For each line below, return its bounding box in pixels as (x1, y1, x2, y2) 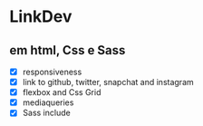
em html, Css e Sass (9, 43, 126, 58)
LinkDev (9, 6, 72, 27)
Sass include (22, 107, 71, 119)
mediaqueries (22, 97, 74, 108)
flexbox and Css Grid (22, 87, 101, 98)
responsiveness (22, 66, 82, 77)
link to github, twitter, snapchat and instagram (22, 77, 195, 88)
